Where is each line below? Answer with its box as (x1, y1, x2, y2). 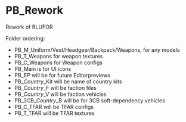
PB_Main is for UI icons (14, 65, 72, 72)
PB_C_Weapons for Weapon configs (14, 59, 103, 66)
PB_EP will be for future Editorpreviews (14, 71, 111, 79)
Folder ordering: (5, 35, 45, 42)
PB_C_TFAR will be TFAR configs (14, 103, 94, 110)
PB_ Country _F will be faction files (14, 84, 97, 91)
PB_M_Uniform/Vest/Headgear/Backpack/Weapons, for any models (14, 46, 180, 54)
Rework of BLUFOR (5, 23, 53, 30)
